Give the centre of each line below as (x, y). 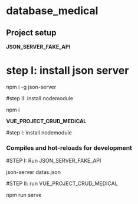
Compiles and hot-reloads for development (69, 147)
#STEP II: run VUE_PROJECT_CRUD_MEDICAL (62, 183)
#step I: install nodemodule (39, 132)
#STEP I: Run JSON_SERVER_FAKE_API (54, 161)
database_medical (52, 11)
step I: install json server (68, 70)
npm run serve (24, 195)
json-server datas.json (33, 172)
